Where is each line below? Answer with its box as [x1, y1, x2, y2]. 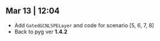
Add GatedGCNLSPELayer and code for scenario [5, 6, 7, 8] [14, 21, 155, 29]
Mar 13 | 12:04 [5, 6, 60, 16]
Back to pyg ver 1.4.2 [14, 28, 67, 35]
